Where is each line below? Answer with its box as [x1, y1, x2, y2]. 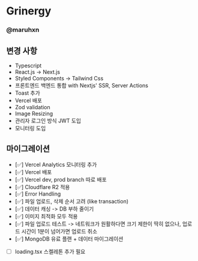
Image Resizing [14, 110, 53, 117]
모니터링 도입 [14, 124, 46, 131]
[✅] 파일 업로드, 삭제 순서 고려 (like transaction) [14, 197, 129, 205]
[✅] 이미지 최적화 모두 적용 [14, 212, 78, 220]
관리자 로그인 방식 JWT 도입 [14, 117, 82, 124]
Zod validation [14, 103, 51, 110]
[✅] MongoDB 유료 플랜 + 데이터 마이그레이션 [14, 235, 124, 242]
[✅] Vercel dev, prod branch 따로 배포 [14, 176, 107, 183]
